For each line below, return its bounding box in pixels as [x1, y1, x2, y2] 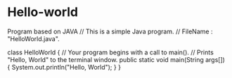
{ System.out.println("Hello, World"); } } [7, 63, 122, 71]
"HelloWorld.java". [7, 34, 60, 42]
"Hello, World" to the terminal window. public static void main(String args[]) [7, 55, 225, 63]
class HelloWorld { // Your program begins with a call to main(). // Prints [7, 48, 214, 56]
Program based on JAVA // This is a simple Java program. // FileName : [7, 27, 213, 36]
